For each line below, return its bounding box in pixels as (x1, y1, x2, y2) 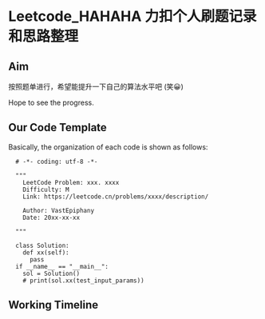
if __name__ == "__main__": (15, 262, 109, 270)
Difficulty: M (22, 185, 69, 193)
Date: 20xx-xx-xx (22, 213, 81, 221)
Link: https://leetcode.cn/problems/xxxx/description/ (22, 193, 209, 201)
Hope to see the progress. (8, 98, 94, 107)
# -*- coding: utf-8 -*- (15, 158, 98, 165)
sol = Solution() (22, 269, 81, 277)
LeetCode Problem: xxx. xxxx (22, 178, 120, 186)
